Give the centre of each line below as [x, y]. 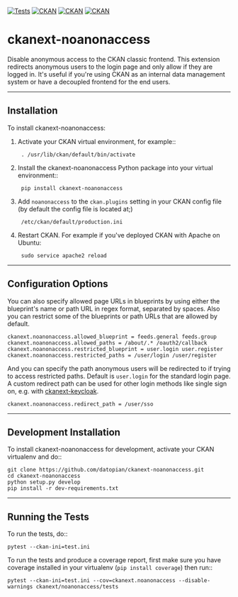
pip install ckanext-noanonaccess [72, 188]
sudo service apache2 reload [64, 255]
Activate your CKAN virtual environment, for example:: [97, 141]
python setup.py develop [44, 482]
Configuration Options [58, 284]
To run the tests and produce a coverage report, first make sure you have [114, 560]
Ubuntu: [29, 242]
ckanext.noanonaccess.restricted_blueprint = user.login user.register [115, 349]
